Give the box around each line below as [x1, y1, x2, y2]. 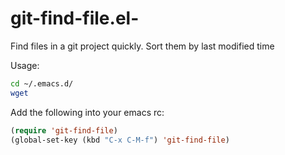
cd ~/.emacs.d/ [10, 78, 74, 89]
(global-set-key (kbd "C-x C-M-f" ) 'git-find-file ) [10, 135, 230, 145]
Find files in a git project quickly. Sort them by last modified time [10, 40, 275, 52]
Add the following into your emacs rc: [10, 106, 165, 118]
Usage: [10, 59, 40, 71]
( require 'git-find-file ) [10, 125, 118, 136]
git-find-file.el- [10, 7, 140, 30]
